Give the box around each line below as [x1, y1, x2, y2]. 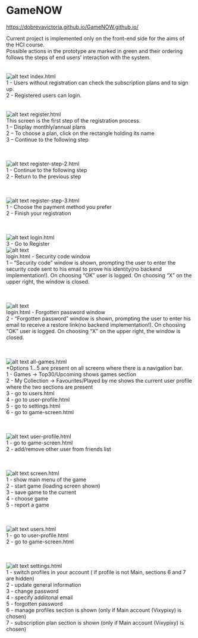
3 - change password [6, 587, 59, 595]
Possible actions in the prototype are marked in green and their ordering [6, 47, 183, 54]
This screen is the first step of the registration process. [6, 117, 141, 124]
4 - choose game [6, 495, 49, 502]
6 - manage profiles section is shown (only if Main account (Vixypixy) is [6, 606, 182, 614]
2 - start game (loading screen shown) [6, 482, 100, 489]
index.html [30, 73, 56, 80]
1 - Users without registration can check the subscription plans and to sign [6, 79, 188, 86]
